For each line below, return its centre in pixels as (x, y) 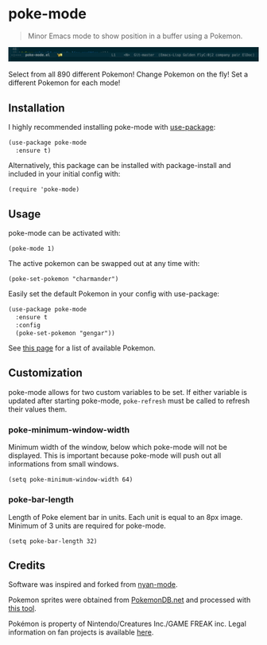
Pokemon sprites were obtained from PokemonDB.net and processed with (130, 600)
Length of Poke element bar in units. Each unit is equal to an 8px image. (126, 517)
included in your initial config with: (64, 174)
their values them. (38, 409)
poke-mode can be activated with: (64, 233)
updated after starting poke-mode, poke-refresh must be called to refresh (129, 401)
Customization (46, 373)
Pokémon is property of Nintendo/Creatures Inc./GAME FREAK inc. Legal (127, 624)
